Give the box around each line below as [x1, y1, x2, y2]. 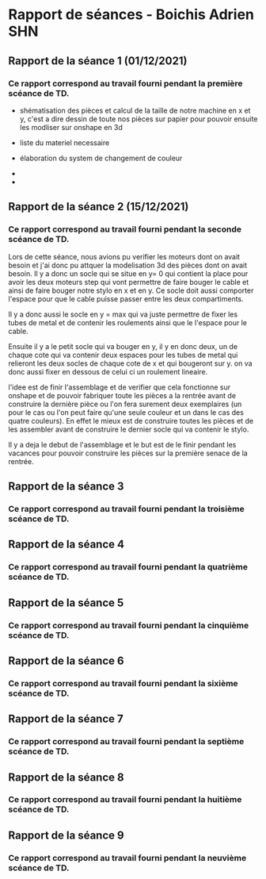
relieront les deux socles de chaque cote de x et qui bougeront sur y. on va [8, 359, 253, 368]
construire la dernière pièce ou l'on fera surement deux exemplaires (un [8, 399, 242, 409]
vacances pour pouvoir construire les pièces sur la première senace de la [8, 448, 248, 458]
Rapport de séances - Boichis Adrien [8, 6, 255, 24]
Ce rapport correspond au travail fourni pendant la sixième [8, 677, 239, 689]
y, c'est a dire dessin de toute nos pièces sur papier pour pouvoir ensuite [19, 113, 258, 124]
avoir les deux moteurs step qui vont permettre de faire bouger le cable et [8, 277, 249, 286]
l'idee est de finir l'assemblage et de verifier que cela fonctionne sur [8, 382, 231, 392]
